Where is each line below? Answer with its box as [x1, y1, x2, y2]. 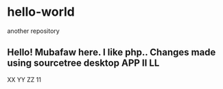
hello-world [7, 4, 75, 20]
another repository [7, 27, 60, 35]
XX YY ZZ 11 [7, 75, 41, 84]
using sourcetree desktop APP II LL [7, 58, 160, 69]
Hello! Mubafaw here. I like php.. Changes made [7, 47, 216, 58]
